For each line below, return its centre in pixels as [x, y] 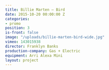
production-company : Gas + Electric [43, 51]
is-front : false [22, 33]
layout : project [22, 60]
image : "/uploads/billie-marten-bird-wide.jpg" [55, 37]
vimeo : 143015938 [23, 42]
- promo [13, 23]
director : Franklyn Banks [32, 46]
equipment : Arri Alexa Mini [34, 55]
